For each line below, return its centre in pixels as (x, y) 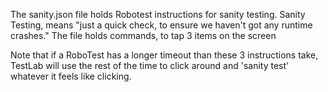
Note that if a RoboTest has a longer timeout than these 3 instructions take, (164, 55)
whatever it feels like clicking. (71, 76)
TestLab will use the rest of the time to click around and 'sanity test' (150, 65)
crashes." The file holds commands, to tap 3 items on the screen (143, 35)
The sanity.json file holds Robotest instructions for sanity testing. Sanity (158, 14)
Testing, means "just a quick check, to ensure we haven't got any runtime (161, 25)
